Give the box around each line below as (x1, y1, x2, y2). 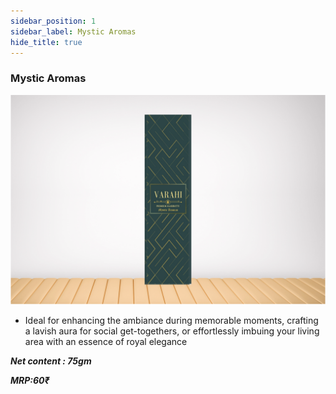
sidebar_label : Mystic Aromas (10, 26, 137, 37)
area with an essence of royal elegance (24, 336, 188, 348)
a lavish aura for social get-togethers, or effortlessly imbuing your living (24, 325, 320, 337)
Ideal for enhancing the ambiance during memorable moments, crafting (24, 315, 319, 327)
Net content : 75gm (10, 355, 92, 367)
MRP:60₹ (10, 375, 50, 387)
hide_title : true (10, 37, 83, 47)
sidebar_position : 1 (10, 16, 97, 26)
